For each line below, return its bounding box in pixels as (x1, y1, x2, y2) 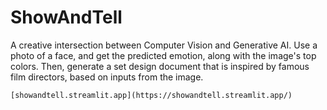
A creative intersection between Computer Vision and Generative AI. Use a (10, 39, 318, 51)
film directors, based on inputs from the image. (10, 71, 204, 83)
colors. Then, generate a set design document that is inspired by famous (10, 60, 310, 72)
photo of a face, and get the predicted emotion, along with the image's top (10, 49, 317, 61)
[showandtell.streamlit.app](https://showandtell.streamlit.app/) (10, 90, 293, 100)
